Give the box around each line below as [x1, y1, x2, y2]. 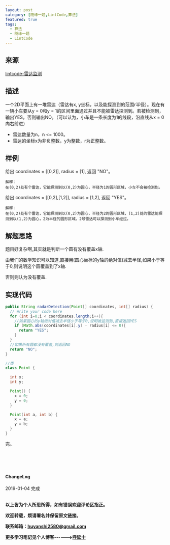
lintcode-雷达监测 [5, 70, 42, 76]
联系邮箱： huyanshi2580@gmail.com [5, 523, 86, 530]
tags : [5, 21, 17, 27]
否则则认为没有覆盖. [5, 274, 47, 280]
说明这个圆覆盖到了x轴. [18, 263, 67, 269]
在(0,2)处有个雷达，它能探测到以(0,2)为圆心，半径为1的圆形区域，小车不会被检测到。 [5, 185, 162, 190]
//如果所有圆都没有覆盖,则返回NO [10, 342, 71, 347]
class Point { [5, 365, 36, 371]
